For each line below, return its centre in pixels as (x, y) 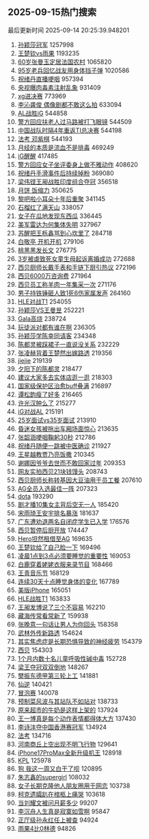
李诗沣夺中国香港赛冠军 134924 (62, 727)
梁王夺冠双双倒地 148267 (53, 667)
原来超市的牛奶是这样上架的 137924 (68, 710)
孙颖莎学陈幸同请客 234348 (57, 336)
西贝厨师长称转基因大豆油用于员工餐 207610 (80, 480)
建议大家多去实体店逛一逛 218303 (65, 377)
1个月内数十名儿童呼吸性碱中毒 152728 (72, 658)
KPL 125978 (35, 760)
